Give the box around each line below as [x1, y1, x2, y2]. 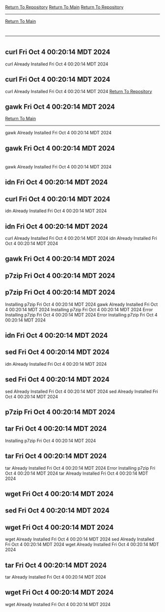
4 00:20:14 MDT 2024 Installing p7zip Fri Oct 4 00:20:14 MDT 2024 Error [5, 306, 153, 312]
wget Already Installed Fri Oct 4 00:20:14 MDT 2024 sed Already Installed [5, 536, 155, 542]
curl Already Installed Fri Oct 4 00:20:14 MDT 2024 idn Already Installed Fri [5, 235, 157, 241]
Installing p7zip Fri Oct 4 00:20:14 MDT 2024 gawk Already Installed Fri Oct [5, 301, 158, 307]
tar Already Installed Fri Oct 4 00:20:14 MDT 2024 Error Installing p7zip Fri [5, 465, 156, 471]
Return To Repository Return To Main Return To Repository [5, 4, 124, 10]
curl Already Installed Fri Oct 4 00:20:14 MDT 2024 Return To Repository [5, 88, 152, 94]
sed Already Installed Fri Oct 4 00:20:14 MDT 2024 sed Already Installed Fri [5, 388, 158, 394]
